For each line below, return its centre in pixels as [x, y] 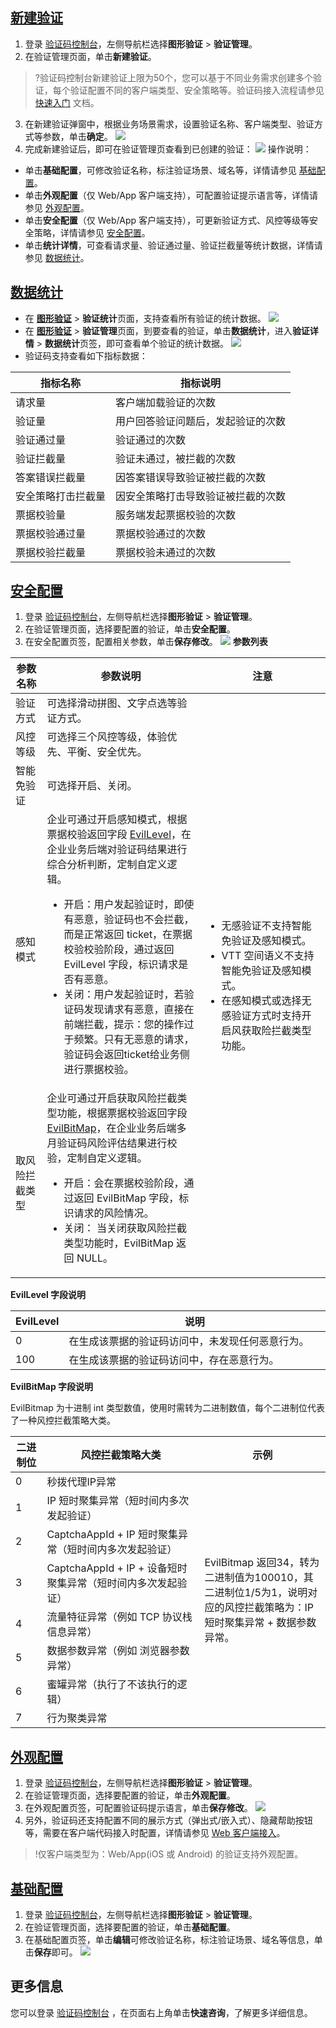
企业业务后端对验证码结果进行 [117, 850]
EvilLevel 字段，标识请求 [121, 965]
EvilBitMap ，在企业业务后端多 [116, 1128]
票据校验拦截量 [51, 552]
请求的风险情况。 [114, 1213]
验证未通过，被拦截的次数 [176, 458]
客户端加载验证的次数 [166, 402]
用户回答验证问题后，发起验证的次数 [201, 421]
